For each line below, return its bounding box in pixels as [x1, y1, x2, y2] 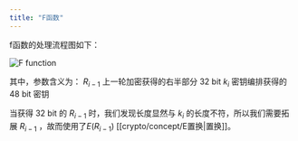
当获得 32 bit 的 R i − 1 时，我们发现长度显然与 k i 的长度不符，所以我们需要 [9, 108, 282, 121]
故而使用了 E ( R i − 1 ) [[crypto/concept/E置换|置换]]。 [46, 121, 236, 134]
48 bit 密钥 [9, 89, 50, 99]
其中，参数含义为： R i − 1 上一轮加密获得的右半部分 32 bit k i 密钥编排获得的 [9, 76, 288, 89]
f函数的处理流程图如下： [9, 39, 101, 50]
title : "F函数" [9, 13, 64, 23]
